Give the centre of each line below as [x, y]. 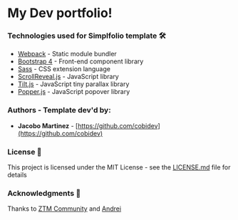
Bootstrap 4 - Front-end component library [81, 61]
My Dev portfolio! [60, 13]
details [17, 175]
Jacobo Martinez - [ [48, 125]
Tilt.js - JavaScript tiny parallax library [73, 84]
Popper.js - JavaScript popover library [74, 92]
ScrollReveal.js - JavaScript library [68, 77]
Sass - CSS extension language [64, 69]
